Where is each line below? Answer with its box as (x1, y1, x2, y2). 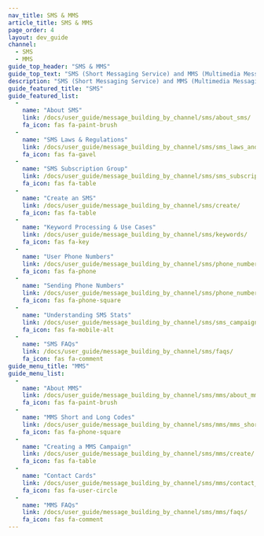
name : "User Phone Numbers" (22, 252, 114, 260)
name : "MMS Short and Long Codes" (22, 413, 135, 421)
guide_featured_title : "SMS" (8, 84, 104, 93)
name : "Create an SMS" (22, 194, 97, 202)
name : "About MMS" (22, 384, 82, 392)
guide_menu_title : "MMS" (8, 362, 90, 370)
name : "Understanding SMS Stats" (22, 311, 132, 319)
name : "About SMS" (22, 107, 82, 115)
